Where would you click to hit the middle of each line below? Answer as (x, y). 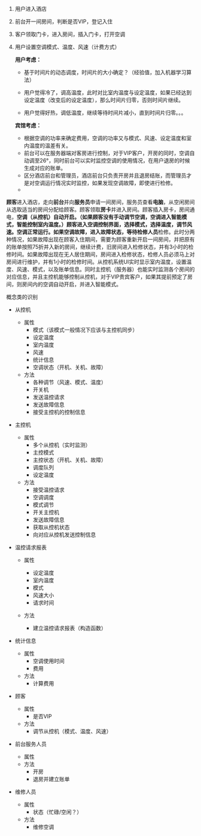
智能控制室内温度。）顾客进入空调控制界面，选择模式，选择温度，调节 (102, 224)
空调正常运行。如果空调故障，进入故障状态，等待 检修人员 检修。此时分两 (106, 232)
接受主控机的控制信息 (59, 412)
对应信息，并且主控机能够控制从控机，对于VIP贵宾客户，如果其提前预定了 (97, 277)
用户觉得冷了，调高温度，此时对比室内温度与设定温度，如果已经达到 (108, 92)
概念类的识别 (22, 297)
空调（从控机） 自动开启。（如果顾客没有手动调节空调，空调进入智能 (99, 217)
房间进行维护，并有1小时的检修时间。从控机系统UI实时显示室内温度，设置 (96, 262)
